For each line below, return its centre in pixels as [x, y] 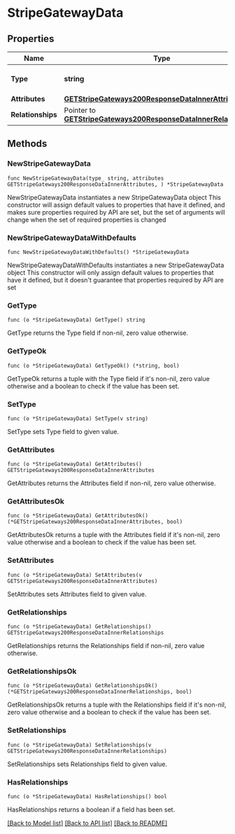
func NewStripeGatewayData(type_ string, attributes [86, 178]
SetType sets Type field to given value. [63, 431]
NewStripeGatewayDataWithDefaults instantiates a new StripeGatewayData [116, 265]
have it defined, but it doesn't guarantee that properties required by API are [115, 280]
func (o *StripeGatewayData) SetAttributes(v [74, 575]
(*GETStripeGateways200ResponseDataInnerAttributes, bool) [95, 522]
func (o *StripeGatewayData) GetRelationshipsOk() [83, 686]
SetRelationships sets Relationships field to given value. [87, 764]
